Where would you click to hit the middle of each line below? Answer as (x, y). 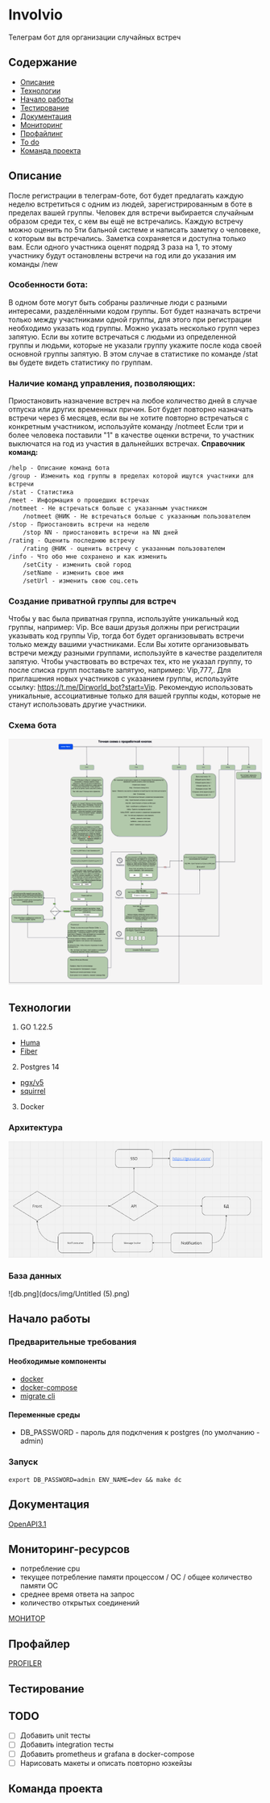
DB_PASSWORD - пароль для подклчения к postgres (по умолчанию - (140, 1433)
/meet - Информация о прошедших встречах (79, 501)
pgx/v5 (32, 1083)
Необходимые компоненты (57, 1361)
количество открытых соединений (79, 1603)
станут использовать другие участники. (77, 704)
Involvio (35, 15)
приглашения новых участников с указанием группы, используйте (124, 678)
